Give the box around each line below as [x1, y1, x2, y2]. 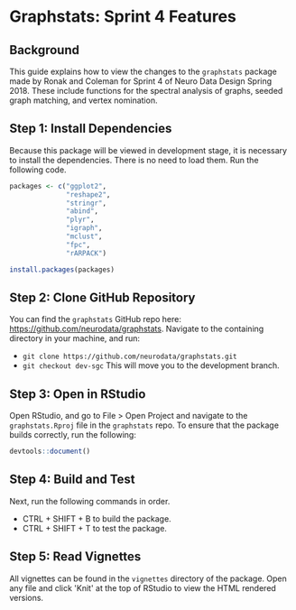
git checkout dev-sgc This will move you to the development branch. [22, 360, 280, 371]
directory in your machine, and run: [9, 333, 141, 344]
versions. [9, 592, 43, 603]
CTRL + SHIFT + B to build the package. [22, 513, 171, 524]
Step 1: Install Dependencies [9, 121, 172, 136]
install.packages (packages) [9, 264, 116, 274]
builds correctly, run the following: [9, 430, 137, 440]
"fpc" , [66, 240, 91, 249]
